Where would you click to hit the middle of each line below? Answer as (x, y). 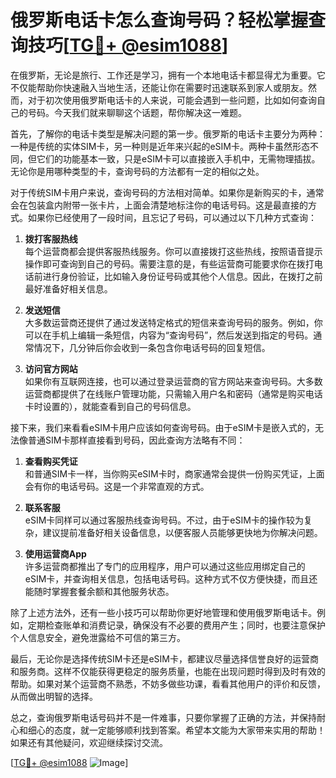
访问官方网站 (51, 368)
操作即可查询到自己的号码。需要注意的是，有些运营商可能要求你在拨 (165, 263)
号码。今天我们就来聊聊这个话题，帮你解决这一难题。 (137, 112)
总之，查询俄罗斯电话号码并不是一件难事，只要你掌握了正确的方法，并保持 (163, 717)
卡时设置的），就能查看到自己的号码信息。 (110, 406)
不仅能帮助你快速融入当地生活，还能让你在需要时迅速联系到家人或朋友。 (159, 87)
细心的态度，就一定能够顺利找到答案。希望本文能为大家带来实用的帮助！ (176, 730)
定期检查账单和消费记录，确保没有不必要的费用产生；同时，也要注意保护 (176, 625)
